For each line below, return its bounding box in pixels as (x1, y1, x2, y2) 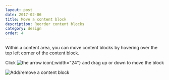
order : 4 (5, 31, 24, 36)
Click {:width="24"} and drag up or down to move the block (5, 60, 164, 65)
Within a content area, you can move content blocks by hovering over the (5, 45, 158, 50)
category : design (5, 26, 42, 31)
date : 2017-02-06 (5, 12, 42, 17)
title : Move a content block (5, 17, 67, 22)
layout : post (5, 7, 33, 13)
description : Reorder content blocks (5, 21, 85, 27)
